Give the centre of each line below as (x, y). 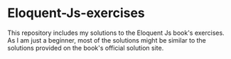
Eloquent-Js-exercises (76, 13)
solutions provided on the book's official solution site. (86, 48)
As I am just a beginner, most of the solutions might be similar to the (107, 40)
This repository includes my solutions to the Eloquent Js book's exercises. (116, 33)
